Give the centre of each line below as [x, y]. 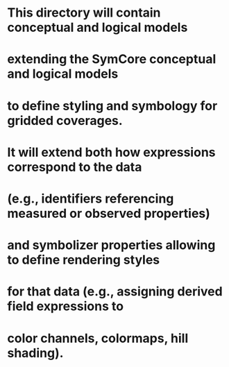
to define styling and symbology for [112, 106]
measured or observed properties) [109, 213]
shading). [35, 353]
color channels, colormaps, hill [98, 338]
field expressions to [65, 306]
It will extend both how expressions [111, 152]
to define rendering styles [84, 260]
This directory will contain [84, 13]
